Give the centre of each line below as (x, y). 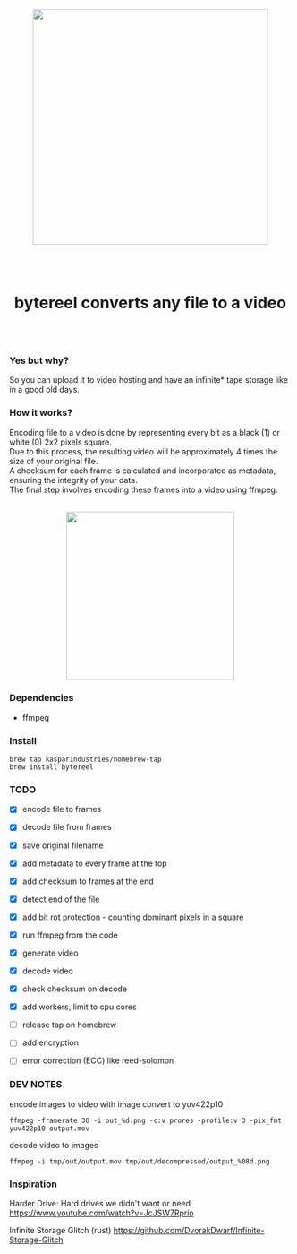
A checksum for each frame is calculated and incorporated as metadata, (143, 471)
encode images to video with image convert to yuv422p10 (116, 1104)
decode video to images (54, 1145)
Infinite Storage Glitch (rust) (60, 1230)
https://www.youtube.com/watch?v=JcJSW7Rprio (102, 1213)
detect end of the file (61, 899)
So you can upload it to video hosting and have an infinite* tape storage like (149, 380)
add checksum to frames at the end (88, 881)
